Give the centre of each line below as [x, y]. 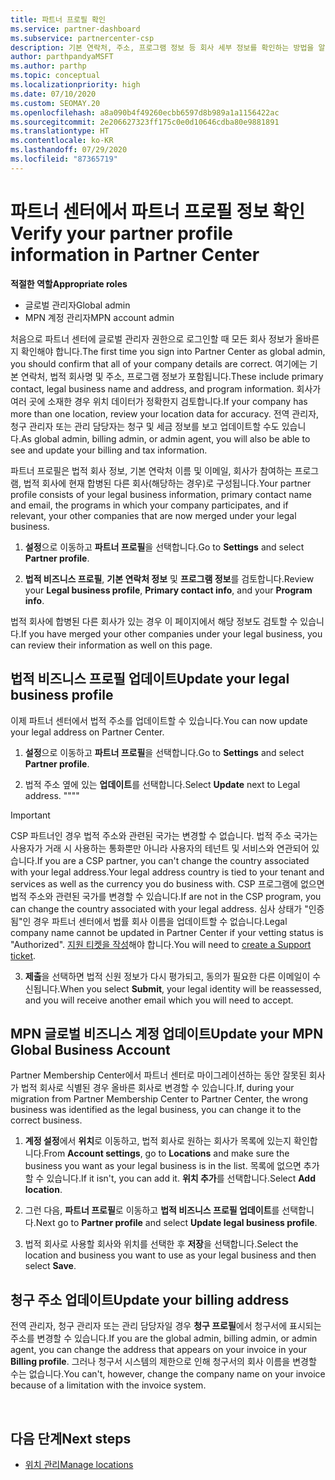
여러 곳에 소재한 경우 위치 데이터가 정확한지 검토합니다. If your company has [159, 401]
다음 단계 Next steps [71, 1438]
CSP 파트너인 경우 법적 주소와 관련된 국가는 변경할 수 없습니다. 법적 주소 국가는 [164, 835]
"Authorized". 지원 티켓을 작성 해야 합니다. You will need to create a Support [161, 944]
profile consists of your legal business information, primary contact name [161, 494]
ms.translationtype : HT [60, 131]
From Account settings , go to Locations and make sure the [166, 1153]
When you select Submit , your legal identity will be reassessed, [190, 988]
